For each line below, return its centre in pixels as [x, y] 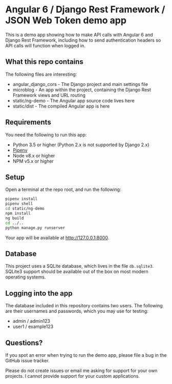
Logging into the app [39, 293]
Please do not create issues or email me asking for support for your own [81, 370]
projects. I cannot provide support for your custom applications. [72, 376]
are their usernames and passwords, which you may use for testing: [77, 311]
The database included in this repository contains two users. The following [84, 306]
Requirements [28, 122]
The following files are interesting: [41, 74]
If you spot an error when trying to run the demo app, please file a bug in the [86, 355]
